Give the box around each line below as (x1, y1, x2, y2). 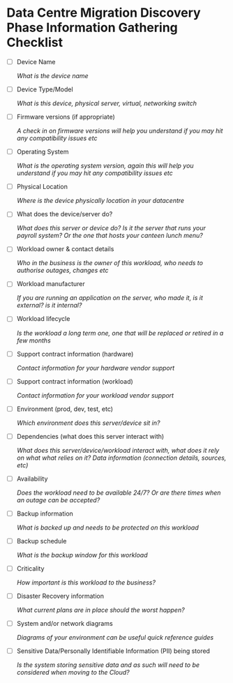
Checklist (6, 35, 63, 50)
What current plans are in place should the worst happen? (16, 606, 186, 615)
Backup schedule (16, 536, 67, 545)
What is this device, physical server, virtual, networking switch (16, 99, 197, 107)
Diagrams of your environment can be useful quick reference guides (16, 633, 214, 642)
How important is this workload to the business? (16, 578, 156, 587)
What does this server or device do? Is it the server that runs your (16, 224, 206, 232)
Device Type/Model (16, 85, 74, 93)
